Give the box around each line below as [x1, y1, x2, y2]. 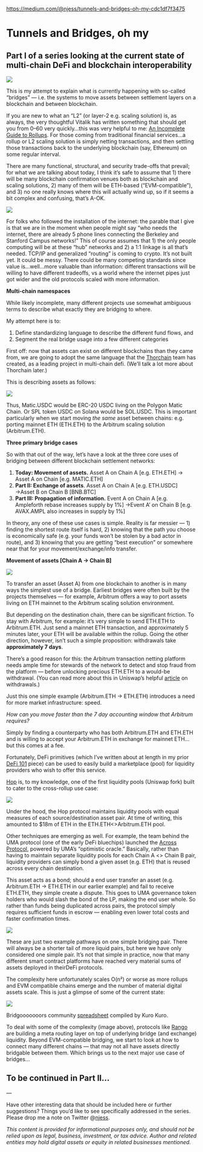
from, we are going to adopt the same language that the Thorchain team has [6, 354, 196, 361]
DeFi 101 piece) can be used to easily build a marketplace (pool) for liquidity [6, 760, 195, 767]
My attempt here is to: [6, 318, 62, 324]
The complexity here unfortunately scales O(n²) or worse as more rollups [6, 976, 188, 983]
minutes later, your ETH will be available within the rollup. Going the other [6, 631, 188, 637]
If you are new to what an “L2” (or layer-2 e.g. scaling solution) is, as [6, 112, 177, 119]
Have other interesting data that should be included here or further [6, 1100, 172, 1108]
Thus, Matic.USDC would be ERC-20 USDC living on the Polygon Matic [6, 401, 183, 409]
